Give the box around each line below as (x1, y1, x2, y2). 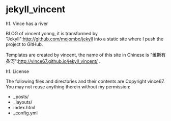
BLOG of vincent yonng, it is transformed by (6, 30, 98, 36)
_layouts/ (13, 99, 33, 105)
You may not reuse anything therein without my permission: (6, 83, 131, 90)
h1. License (6, 68, 30, 75)
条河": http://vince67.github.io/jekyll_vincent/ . (6, 58, 101, 64)
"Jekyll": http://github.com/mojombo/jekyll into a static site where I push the (6, 36, 164, 42)
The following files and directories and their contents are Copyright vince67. (6, 78, 165, 84)
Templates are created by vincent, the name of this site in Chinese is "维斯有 (6, 52, 166, 58)
